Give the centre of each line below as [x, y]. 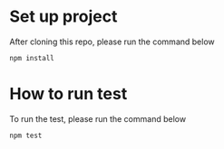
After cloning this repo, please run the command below [112, 42]
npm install [32, 58]
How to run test [68, 94]
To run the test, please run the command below [98, 118]
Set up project [63, 17]
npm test [26, 135]
